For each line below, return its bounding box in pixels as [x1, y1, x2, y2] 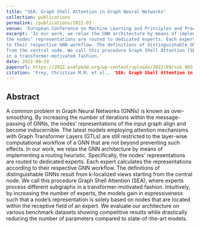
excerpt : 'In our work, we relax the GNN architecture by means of [6, 31, 177, 37]
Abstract [6, 92, 40, 102]
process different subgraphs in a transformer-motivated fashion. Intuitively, [6, 183, 190, 190]
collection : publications [6, 14, 70, 20]
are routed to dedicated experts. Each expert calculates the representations [6, 158, 192, 165]
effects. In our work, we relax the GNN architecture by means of [6, 145, 163, 152]
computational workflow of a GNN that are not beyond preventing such [6, 139, 180, 146]
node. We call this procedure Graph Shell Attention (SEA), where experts [6, 177, 184, 185]
